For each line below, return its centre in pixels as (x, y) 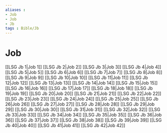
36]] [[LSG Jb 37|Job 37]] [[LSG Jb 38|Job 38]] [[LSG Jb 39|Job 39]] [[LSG (83, 120)
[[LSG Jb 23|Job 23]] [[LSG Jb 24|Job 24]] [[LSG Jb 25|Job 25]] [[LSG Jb (82, 99)
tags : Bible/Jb (22, 28)
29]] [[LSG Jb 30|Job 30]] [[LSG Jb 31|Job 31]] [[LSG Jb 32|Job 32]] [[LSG (83, 109)
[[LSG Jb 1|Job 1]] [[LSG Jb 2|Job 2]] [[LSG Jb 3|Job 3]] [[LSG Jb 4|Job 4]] (83, 67)
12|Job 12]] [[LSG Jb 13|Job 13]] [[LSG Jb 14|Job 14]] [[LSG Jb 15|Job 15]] (81, 83)
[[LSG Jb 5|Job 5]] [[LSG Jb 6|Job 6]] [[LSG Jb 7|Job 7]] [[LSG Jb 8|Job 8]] (84, 72)
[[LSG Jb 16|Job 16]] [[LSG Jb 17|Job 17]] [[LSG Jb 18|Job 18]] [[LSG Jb (79, 88)
